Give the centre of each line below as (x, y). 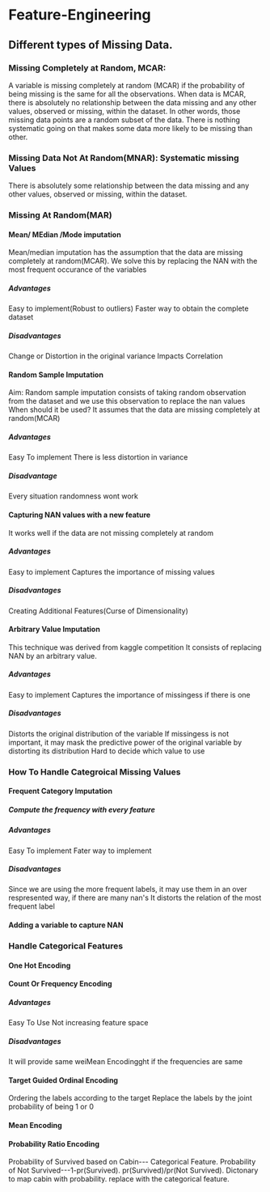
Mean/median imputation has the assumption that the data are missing (126, 252)
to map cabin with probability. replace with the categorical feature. (119, 1179)
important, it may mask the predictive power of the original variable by (125, 742)
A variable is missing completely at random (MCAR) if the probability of (127, 85)
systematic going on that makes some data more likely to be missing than (131, 128)
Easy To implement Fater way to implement (80, 851)
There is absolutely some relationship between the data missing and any (129, 186)
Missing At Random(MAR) (60, 215)
